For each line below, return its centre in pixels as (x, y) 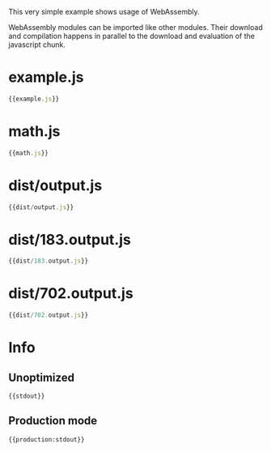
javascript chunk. (37, 45)
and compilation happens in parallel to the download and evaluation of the (132, 36)
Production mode (53, 421)
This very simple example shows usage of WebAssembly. (104, 12)
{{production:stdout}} (47, 439)
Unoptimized (42, 377)
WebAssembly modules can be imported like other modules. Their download (135, 27)
